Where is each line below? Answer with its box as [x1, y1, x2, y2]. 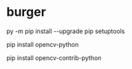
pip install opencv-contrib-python [6, 53, 102, 62]
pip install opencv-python [6, 40, 79, 48]
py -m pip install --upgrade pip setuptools [6, 27, 125, 35]
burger [6, 4, 46, 20]
